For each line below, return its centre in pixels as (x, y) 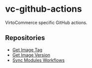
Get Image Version (31, 55)
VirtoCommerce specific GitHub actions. (46, 23)
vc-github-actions (44, 9)
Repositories (25, 38)
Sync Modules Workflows (38, 60)
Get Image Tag (27, 49)
